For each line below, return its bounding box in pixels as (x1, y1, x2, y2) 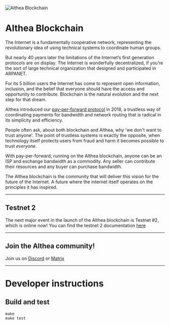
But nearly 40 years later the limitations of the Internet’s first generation (5, 54, 154, 60)
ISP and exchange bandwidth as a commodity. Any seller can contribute (5, 158, 155, 164)
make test (5, 315, 26, 321)
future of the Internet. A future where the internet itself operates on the (5, 179, 153, 185)
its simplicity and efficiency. (5, 117, 63, 123)
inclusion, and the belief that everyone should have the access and (5, 86, 145, 92)
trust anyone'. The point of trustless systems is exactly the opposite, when (5, 132, 160, 138)
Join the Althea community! (5, 242, 95, 251)
